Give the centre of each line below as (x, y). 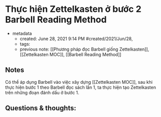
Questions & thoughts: (41, 108)
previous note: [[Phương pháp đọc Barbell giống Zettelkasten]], (84, 49)
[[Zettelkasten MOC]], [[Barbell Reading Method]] (71, 54)
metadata (22, 33)
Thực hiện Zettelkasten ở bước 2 (73, 9)
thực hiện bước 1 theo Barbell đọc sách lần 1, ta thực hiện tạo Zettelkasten (81, 87)
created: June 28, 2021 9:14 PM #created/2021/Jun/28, (76, 39)
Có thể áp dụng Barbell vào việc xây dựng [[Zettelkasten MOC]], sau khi (79, 82)
